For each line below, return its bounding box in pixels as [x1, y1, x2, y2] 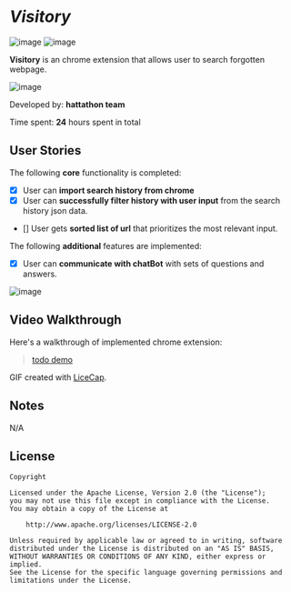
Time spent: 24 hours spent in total [9, 116, 141, 127]
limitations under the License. [9, 576, 132, 586]
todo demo [31, 354, 73, 365]
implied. [9, 560, 43, 569]
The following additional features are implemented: [9, 240, 202, 251]
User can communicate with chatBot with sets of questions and [22, 257, 265, 269]
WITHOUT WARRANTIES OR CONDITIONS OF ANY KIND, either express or [9, 552, 266, 561]
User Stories [9, 143, 82, 158]
